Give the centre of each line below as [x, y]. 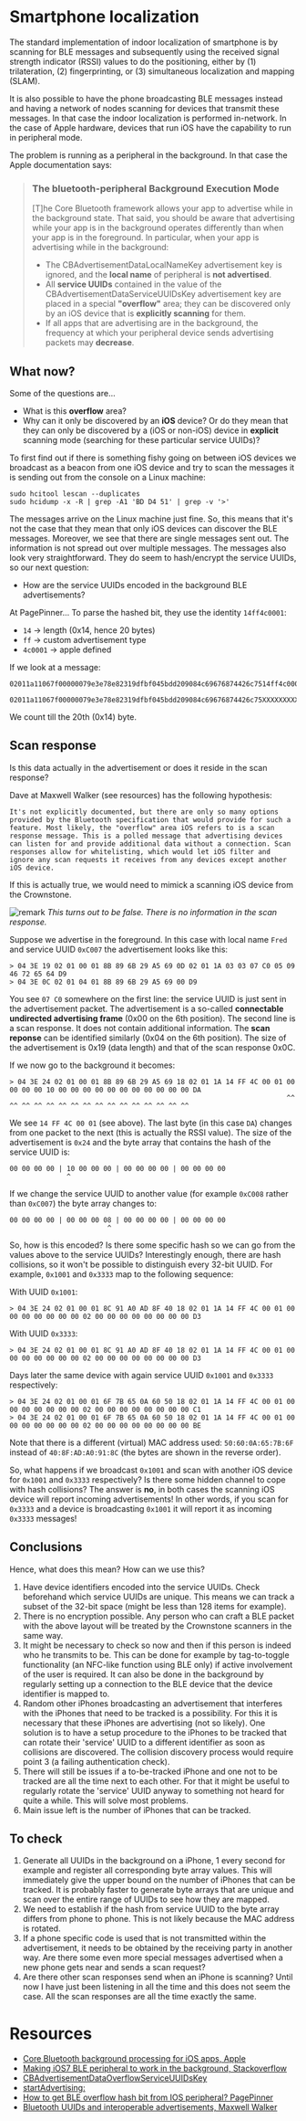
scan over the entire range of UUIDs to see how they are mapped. [146, 1899]
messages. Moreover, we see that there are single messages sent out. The [149, 538]
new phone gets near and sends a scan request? [114, 1968]
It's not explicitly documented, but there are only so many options [144, 812]
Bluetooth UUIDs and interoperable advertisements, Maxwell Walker [150, 2107]
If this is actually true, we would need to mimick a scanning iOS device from [152, 884]
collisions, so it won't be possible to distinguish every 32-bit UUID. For [141, 1264]
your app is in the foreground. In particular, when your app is [145, 237]
